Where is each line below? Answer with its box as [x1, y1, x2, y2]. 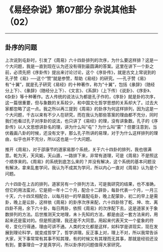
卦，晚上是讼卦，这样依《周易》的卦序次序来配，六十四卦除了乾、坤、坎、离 [5, 199, 158, 205]
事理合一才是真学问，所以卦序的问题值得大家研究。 [21, 241, 124, 248]
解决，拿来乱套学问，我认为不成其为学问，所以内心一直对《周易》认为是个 [9, 165, 158, 170]
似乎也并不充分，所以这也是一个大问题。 [13, 136, 95, 142]
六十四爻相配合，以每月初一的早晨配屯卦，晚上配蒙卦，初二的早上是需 [17, 193, 158, 199]
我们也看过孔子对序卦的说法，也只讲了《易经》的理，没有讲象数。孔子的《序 [5, 118, 158, 124]
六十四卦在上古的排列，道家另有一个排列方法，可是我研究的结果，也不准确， [5, 181, 158, 187]
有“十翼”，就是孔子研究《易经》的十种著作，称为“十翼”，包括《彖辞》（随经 [5, 81, 155, 87]
